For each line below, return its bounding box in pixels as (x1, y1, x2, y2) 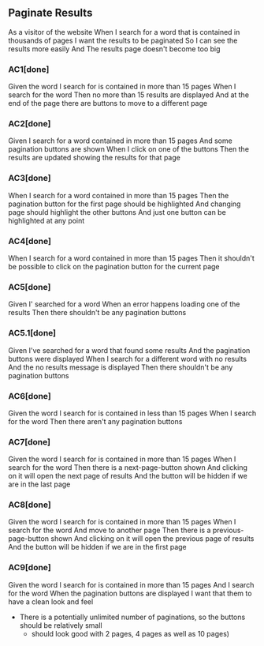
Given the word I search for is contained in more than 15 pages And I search (8, 580, 255, 589)
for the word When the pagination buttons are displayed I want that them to (8, 588, 252, 598)
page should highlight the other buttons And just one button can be (8, 207, 226, 216)
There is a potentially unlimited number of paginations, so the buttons (19, 612, 246, 622)
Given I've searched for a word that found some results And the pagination (8, 345, 251, 355)
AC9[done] (8, 562, 51, 573)
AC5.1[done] (8, 328, 57, 339)
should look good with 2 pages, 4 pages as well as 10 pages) (31, 629, 230, 638)
